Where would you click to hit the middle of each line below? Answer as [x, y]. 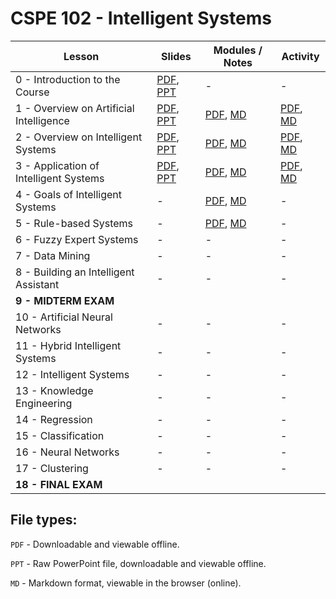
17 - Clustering [52, 468]
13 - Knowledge [54, 390]
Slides [176, 56]
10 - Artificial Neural [64, 317]
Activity [300, 56]
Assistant [37, 284]
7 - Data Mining [53, 255]
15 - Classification [60, 435]
